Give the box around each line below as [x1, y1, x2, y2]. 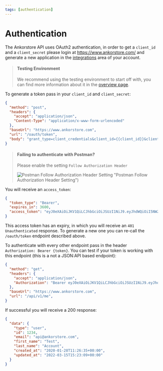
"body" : [9, 137, 25, 141]
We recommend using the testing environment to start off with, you [16, 76, 151, 82]
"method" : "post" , [9, 105, 47, 110]
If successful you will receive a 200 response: [5, 307, 97, 313]
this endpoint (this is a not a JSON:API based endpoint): [5, 253, 116, 259]
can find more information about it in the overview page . [16, 81, 130, 88]
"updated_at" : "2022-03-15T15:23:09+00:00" [14, 353, 103, 357]
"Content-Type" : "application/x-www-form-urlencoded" [14, 119, 125, 124]
